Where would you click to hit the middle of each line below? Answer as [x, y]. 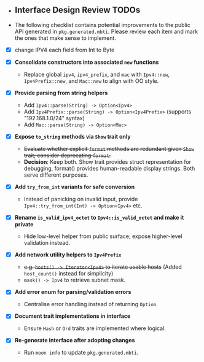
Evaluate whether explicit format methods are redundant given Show [109, 149]
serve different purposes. [56, 175]
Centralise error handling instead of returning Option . [91, 304]
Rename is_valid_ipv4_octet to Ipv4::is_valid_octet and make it [99, 218]
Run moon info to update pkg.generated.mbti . [81, 353]
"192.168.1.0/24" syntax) [54, 118]
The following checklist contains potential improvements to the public [103, 25]
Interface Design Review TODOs [77, 10]
